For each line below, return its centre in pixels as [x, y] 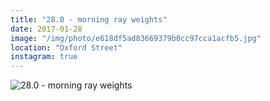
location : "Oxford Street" [66, 47]
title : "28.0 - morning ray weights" [89, 19]
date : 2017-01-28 [46, 29]
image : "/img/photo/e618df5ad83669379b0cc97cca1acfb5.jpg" [136, 38]
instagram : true [44, 57]
